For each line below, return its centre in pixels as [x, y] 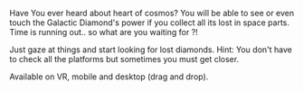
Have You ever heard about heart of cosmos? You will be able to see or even [152, 13]
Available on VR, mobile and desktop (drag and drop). [109, 77]
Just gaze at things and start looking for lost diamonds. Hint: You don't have [151, 50]
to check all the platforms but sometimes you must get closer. [124, 59]
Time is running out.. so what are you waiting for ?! [104, 32]
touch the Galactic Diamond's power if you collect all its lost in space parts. [150, 23]
